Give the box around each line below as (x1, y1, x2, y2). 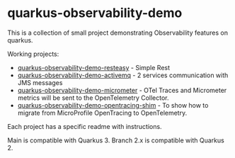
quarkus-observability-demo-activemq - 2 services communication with (17, 71, 229, 79)
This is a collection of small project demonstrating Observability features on (7, 28, 229, 37)
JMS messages (17, 78, 63, 86)
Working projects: (7, 50, 59, 58)
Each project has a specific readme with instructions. (7, 122, 162, 130)
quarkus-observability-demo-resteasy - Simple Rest (17, 63, 171, 72)
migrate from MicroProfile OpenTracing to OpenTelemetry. (17, 108, 188, 117)
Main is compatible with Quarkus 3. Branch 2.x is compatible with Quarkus (7, 136, 224, 145)
